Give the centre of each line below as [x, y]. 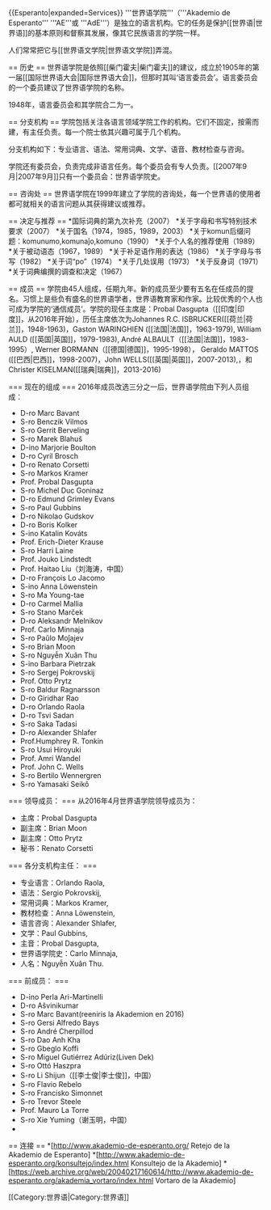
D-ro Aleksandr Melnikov [61, 621]
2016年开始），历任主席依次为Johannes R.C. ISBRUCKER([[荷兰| [140, 319]
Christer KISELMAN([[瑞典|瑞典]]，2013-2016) [85, 370]
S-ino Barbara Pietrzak [58, 664]
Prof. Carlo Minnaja [52, 629]
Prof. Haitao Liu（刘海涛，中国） [74, 569]
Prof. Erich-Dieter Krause [62, 542]
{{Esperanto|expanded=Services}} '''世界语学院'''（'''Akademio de [120, 13]
